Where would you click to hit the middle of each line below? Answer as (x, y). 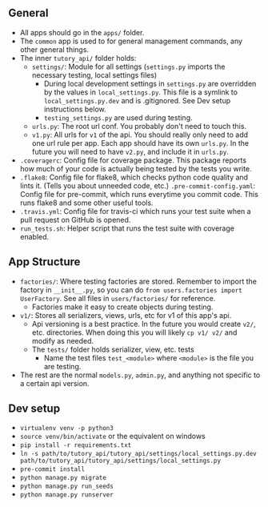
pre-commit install (52, 469)
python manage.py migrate (63, 478)
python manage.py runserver (66, 495)
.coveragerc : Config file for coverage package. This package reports (133, 160)
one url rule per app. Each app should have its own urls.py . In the (140, 143)
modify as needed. (63, 340)
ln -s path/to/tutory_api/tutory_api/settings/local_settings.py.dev (138, 454)
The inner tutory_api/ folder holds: (78, 58)
